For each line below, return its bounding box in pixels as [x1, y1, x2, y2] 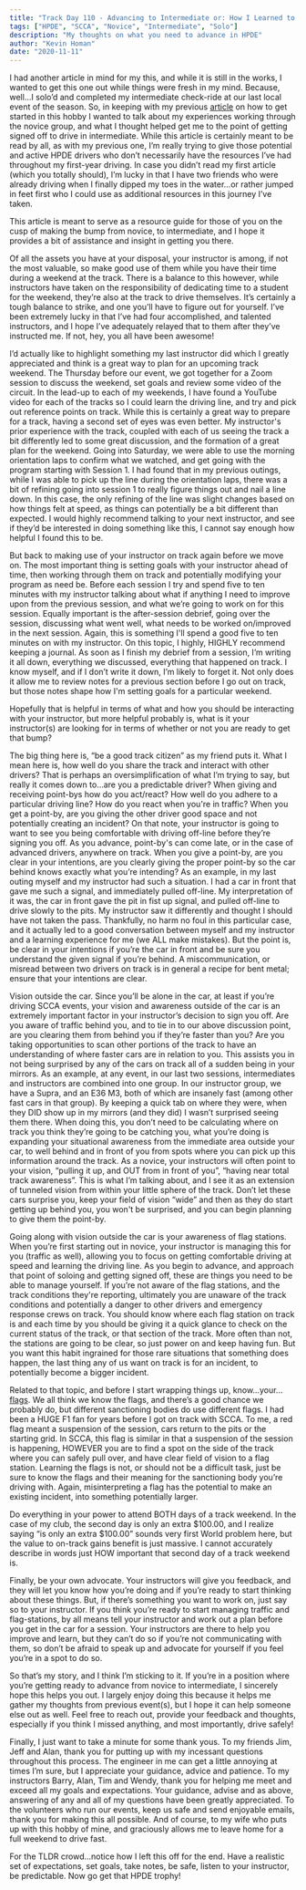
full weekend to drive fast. [9, 1833, 107, 1844]
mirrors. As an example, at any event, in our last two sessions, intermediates [9, 1068, 296, 1079]
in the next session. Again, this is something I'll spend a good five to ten [9, 628, 279, 639]
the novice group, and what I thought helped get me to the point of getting [9, 120, 289, 132]
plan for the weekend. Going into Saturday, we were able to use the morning [9, 445, 295, 456]
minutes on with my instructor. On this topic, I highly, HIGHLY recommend [9, 638, 285, 649]
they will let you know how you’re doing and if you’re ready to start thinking [9, 1584, 291, 1596]
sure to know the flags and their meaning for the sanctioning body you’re [9, 1472, 283, 1483]
